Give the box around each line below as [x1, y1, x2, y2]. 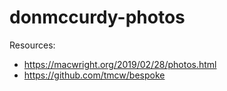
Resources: [9, 39, 56, 51]
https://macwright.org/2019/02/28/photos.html [23, 58, 217, 70]
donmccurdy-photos [9, 6, 186, 29]
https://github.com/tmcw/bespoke [23, 69, 166, 81]
